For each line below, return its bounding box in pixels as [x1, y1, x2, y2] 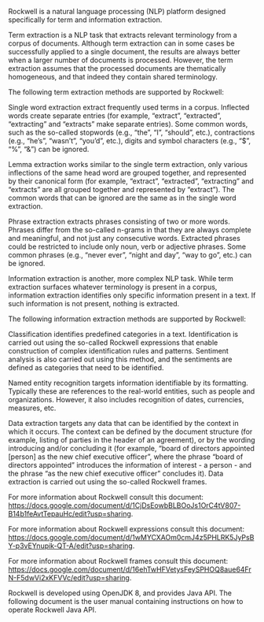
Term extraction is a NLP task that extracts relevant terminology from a [8, 31, 237, 39]
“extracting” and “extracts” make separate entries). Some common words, [8, 120, 248, 128]
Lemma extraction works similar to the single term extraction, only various [8, 160, 248, 168]
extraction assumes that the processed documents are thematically [8, 64, 226, 73]
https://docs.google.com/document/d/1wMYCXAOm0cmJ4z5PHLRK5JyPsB [8, 533, 255, 542]
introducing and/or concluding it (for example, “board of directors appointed [8, 444, 255, 453]
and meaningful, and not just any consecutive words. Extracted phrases [8, 234, 241, 243]
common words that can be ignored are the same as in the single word [8, 193, 237, 202]
